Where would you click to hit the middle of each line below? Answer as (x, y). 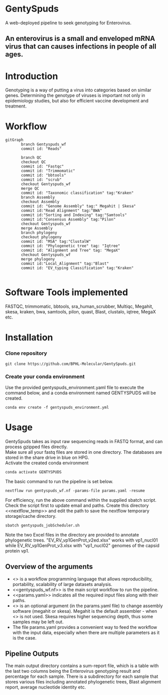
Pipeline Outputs (32, 654)
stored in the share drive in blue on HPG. (47, 457)
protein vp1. (17, 551)
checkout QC (33, 162)
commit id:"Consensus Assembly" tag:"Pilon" (68, 220)
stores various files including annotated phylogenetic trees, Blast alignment (83, 682)
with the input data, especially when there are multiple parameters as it (86, 632)
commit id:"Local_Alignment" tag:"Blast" (65, 264)
